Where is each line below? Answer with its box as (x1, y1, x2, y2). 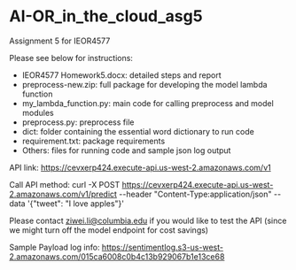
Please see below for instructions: (9, 52, 133, 63)
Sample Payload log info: (9, 242, 100, 252)
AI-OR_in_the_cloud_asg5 (9, 6, 203, 27)
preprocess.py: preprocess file (21, 117, 135, 127)
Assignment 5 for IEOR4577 (9, 35, 111, 46)
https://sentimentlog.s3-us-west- (101, 242, 224, 252)
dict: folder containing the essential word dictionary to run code (21, 126, 254, 136)
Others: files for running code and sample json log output (21, 144, 231, 156)
